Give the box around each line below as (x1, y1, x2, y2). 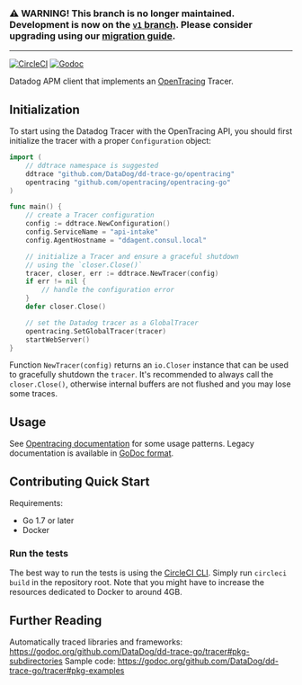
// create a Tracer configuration (25, 210, 155, 220)
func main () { (9, 202, 63, 211)
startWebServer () (25, 335, 91, 344)
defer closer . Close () (25, 302, 106, 312)
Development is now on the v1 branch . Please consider (9, 18, 253, 31)
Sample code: (64, 655, 116, 667)
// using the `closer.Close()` (25, 260, 143, 270)
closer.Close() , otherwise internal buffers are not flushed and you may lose (9, 378, 291, 389)
